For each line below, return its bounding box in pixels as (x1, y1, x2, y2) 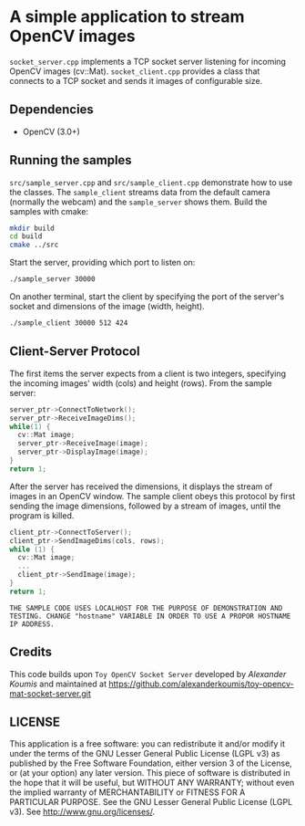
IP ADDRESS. (9, 619, 55, 629)
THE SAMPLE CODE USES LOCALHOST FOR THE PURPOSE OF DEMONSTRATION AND (9, 603, 283, 612)
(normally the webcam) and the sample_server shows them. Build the (9, 196, 268, 207)
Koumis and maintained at (9, 678, 107, 689)
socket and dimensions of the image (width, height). (9, 301, 205, 312)
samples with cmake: (9, 205, 89, 216)
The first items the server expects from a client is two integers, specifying (9, 368, 287, 379)
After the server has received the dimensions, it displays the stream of (9, 481, 273, 492)
